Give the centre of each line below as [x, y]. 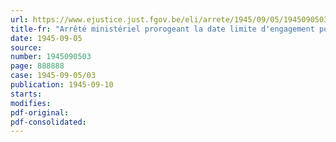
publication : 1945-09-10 [62, 85]
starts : [26, 94]
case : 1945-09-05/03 [53, 76]
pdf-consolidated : [48, 122]
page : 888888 [37, 66]
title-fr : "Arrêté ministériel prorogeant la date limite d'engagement [162, 29]
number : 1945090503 [51, 57]
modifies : [31, 103]
